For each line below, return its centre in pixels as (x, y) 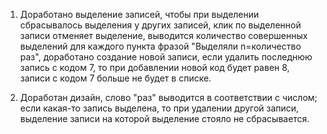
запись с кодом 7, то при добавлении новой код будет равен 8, (154, 67)
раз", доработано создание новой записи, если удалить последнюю (166, 57)
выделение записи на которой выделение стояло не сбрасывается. (164, 118)
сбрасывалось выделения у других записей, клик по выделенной (160, 25)
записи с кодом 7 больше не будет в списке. (115, 78)
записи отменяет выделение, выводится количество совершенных (163, 35)
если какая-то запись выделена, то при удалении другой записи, (159, 108)
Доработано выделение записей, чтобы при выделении (139, 14)
